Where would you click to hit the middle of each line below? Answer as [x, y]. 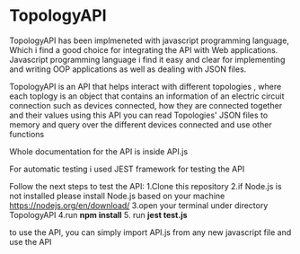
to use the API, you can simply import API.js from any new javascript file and [150, 232]
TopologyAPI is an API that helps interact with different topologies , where [146, 86]
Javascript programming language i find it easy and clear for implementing [147, 59]
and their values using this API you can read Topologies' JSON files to [139, 115]
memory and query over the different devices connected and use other [141, 124]
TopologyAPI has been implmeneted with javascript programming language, [150, 40]
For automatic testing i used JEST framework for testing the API [127, 169]
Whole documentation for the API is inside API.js [99, 151]
